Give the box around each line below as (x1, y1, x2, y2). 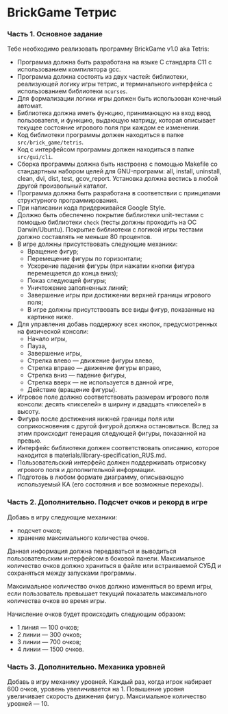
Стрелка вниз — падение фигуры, (27, 371, 127, 380)
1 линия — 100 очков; (16, 623, 79, 631)
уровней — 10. (7, 700, 49, 708)
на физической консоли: (16, 328, 89, 336)
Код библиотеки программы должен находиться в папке (16, 131, 184, 139)
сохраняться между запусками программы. (7, 569, 137, 577)
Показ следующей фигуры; (27, 276, 107, 285)
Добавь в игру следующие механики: (7, 513, 118, 521)
